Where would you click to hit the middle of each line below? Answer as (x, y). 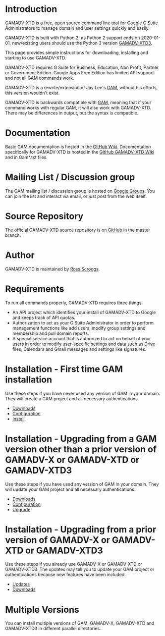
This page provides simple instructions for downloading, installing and (77, 53)
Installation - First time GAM (64, 369)
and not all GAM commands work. (40, 78)
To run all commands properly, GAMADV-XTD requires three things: (74, 303)
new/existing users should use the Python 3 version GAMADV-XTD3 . (82, 43)
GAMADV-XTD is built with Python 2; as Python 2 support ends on (73, 38)
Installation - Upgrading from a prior (81, 529)
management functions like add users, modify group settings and (79, 328)
